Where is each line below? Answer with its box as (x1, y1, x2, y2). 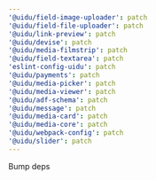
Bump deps (8, 160, 51, 171)
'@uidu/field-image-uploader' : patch (8, 12, 148, 22)
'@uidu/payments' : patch (8, 71, 100, 80)
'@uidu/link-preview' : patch (8, 29, 116, 38)
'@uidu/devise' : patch (8, 37, 92, 47)
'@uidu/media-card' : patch (8, 112, 108, 121)
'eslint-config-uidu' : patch (8, 63, 116, 72)
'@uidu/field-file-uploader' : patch (8, 21, 144, 30)
